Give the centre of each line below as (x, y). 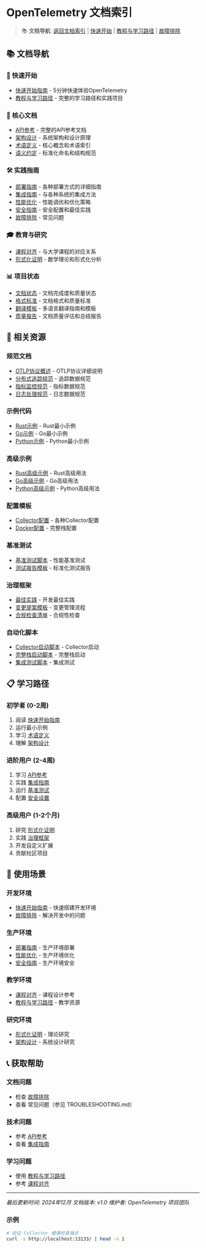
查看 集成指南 (32, 1144)
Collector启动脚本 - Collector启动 (57, 647)
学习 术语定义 (32, 735)
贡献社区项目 (31, 853)
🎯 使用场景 (26, 874)
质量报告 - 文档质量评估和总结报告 (59, 316)
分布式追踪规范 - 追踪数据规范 (53, 378)
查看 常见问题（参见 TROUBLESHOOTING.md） (75, 1104)
